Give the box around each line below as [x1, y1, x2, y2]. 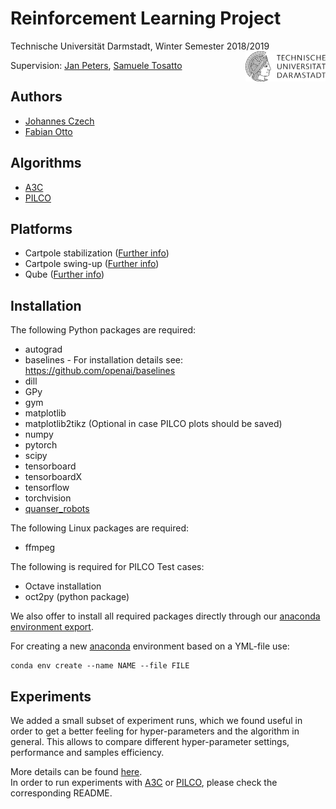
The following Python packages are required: [10, 324, 197, 336]
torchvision [24, 492, 72, 504]
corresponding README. [10, 787, 113, 799]
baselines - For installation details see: [24, 354, 184, 366]
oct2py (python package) [24, 591, 130, 603]
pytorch [24, 439, 58, 451]
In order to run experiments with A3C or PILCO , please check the [10, 777, 278, 788]
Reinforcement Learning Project [10, 7, 282, 30]
